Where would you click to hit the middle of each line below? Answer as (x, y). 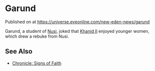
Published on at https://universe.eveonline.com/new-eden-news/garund (77, 22)
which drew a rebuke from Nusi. (37, 36)
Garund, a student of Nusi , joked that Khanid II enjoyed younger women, (77, 31)
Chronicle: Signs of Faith (37, 63)
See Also (19, 51)
